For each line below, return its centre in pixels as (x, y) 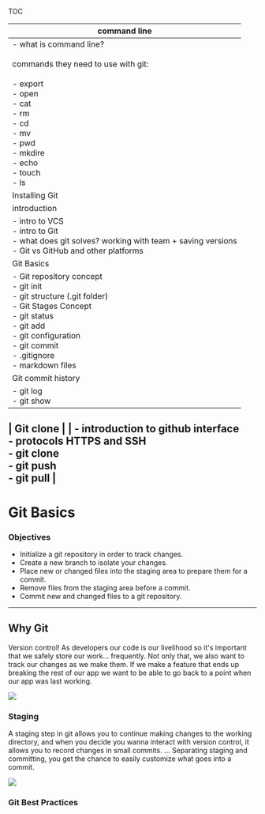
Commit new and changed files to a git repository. (101, 596)
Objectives (30, 537)
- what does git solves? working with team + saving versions (125, 241)
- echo (25, 163)
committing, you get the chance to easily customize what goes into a (120, 759)
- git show (32, 401)
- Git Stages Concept (52, 306)
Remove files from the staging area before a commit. (105, 587)
